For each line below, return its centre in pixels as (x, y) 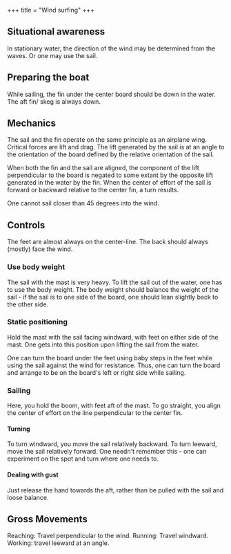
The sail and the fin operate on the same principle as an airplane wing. (107, 140)
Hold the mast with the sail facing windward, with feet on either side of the (113, 337)
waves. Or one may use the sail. (52, 55)
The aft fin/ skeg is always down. (54, 101)
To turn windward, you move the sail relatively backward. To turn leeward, (112, 444)
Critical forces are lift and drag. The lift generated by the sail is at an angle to (116, 147)
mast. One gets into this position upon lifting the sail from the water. (103, 344)
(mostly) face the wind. (40, 249)
